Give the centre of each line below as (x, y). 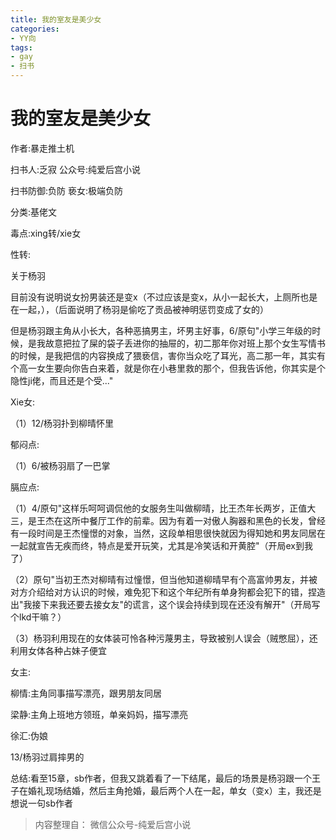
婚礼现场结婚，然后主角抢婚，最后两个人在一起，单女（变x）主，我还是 (174, 790)
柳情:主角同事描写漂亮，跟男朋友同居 (86, 693)
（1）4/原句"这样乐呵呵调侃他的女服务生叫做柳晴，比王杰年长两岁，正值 (159, 508)
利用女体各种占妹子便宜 (58, 650)
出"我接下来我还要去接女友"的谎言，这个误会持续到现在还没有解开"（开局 (161, 604)
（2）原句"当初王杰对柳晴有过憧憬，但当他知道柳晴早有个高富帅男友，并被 (164, 579)
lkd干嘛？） (42, 617)
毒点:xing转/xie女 (46, 233)
